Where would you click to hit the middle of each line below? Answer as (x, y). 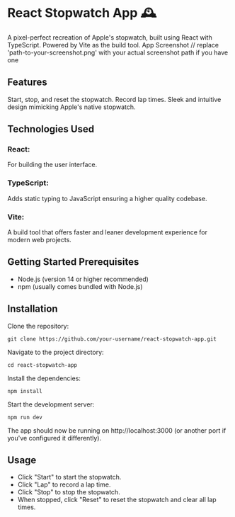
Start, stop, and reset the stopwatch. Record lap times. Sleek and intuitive (114, 99)
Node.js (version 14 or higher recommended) (83, 279)
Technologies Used (51, 129)
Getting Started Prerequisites (73, 262)
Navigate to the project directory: (56, 352)
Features (27, 83)
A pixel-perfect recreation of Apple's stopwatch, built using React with (110, 37)
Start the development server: (51, 404)
